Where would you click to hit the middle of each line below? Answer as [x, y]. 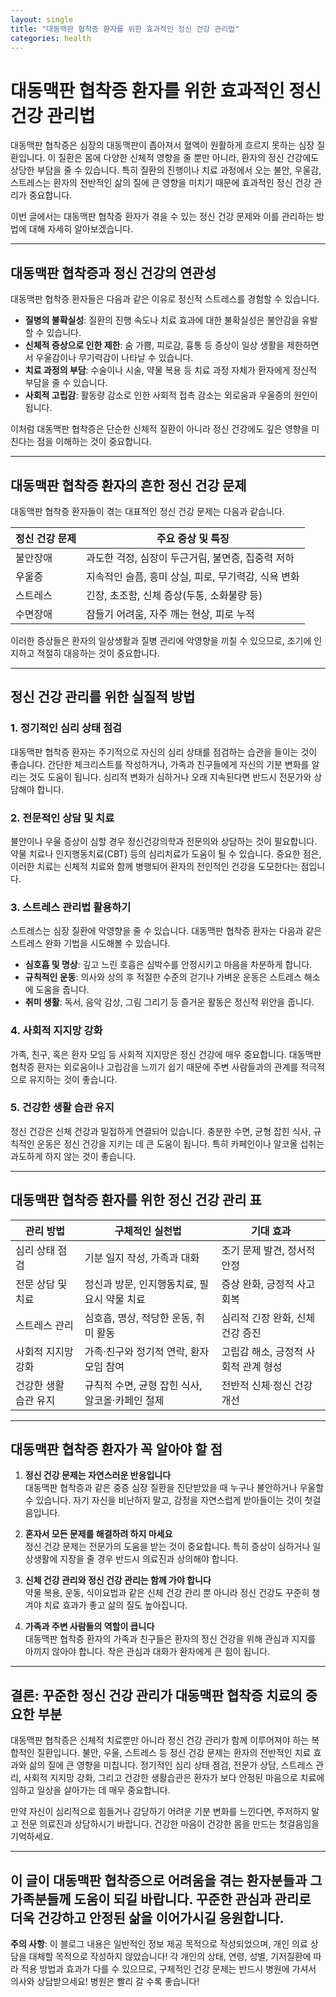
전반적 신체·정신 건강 [267, 1385]
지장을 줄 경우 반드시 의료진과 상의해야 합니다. [149, 1559]
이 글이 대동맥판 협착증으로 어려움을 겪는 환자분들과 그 [166, 1880]
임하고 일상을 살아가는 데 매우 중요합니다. [90, 1790]
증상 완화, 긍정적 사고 [268, 1284]
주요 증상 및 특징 [193, 538]
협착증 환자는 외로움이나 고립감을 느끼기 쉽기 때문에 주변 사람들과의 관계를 [154, 1067]
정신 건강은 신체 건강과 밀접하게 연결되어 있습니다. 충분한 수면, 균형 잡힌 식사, [161, 1131]
